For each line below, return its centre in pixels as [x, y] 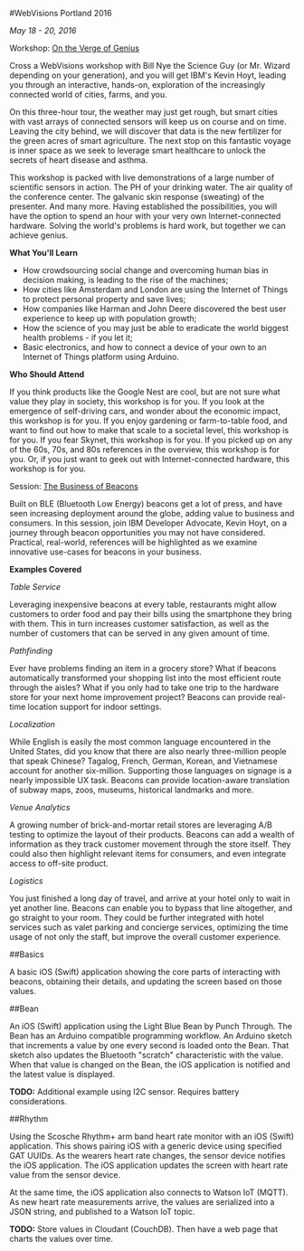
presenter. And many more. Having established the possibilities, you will [143, 206]
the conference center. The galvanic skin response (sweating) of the [137, 197]
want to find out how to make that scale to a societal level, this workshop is [149, 430]
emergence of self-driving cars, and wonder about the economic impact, [145, 411]
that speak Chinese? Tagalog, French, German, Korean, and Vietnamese [143, 761]
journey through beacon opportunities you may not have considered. [138, 532]
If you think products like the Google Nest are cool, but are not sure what [145, 392]
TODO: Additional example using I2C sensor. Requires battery [124, 1092]
